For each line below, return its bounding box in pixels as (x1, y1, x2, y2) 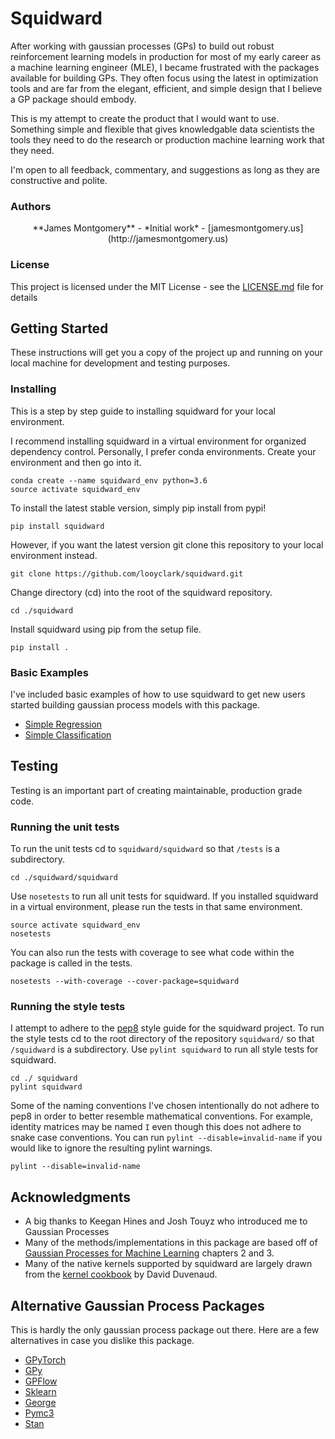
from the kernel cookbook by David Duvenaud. (24, 1268, 218, 1281)
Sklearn (24, 1385, 57, 1397)
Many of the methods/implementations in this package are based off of (24, 1237, 318, 1249)
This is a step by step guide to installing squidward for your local (10, 405, 276, 417)
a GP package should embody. (10, 93, 137, 105)
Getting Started (10, 320, 109, 337)
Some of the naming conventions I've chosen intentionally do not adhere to (10, 1100, 320, 1112)
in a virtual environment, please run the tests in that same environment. (10, 901, 303, 913)
